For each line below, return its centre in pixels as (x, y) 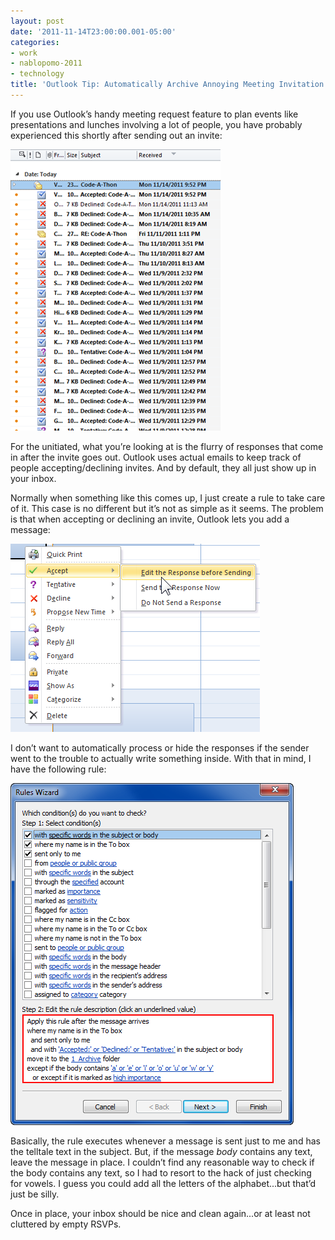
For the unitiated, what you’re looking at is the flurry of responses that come (167, 446)
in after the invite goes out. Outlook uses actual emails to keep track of (156, 457)
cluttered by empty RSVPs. (66, 1224)
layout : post (37, 21)
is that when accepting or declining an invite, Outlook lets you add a (150, 519)
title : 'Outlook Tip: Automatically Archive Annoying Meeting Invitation (167, 85)
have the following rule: (58, 769)
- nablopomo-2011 (46, 63)
